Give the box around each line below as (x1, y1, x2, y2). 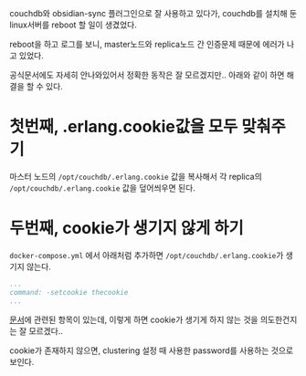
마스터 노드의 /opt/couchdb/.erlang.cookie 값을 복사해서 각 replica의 (9, 171, 262, 182)
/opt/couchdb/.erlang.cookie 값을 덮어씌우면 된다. (9, 182, 196, 193)
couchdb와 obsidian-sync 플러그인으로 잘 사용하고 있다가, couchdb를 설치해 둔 (9, 8, 298, 18)
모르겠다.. (28, 325, 64, 336)
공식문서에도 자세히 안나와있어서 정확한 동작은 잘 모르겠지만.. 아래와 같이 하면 (9, 69, 285, 80)
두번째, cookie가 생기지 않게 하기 (9, 218, 244, 239)
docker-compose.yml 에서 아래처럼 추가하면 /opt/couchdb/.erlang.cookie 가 (9, 249, 284, 260)
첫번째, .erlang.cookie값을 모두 (9, 117, 238, 137)
